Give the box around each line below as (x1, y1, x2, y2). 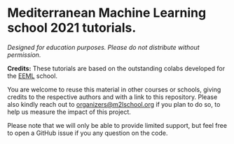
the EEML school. (7, 72, 58, 80)
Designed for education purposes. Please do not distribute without (7, 43, 200, 51)
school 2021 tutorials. (7, 20, 137, 36)
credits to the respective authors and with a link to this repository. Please (7, 93, 218, 101)
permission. (7, 51, 41, 59)
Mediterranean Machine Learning (7, 5, 207, 21)
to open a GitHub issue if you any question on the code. (7, 129, 168, 137)
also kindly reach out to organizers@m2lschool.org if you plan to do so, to (7, 100, 221, 108)
